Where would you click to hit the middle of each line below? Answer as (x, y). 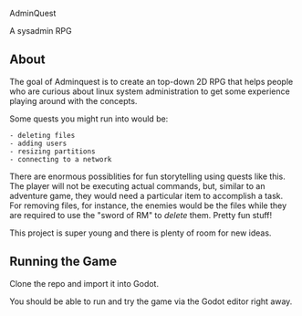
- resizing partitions (52, 151)
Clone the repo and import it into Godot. (84, 283)
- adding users (38, 143)
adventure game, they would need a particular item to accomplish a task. (146, 195)
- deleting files (42, 135)
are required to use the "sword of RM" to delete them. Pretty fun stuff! (141, 215)
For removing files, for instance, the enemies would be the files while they (148, 205)
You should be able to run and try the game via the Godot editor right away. (151, 301)
